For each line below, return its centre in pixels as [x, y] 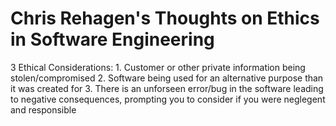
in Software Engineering [112, 39]
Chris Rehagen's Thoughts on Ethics [165, 18]
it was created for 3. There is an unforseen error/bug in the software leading [167, 88]
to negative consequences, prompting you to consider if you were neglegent [168, 99]
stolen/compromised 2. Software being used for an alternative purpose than [167, 78]
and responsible [43, 109]
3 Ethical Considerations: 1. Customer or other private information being [158, 67]
